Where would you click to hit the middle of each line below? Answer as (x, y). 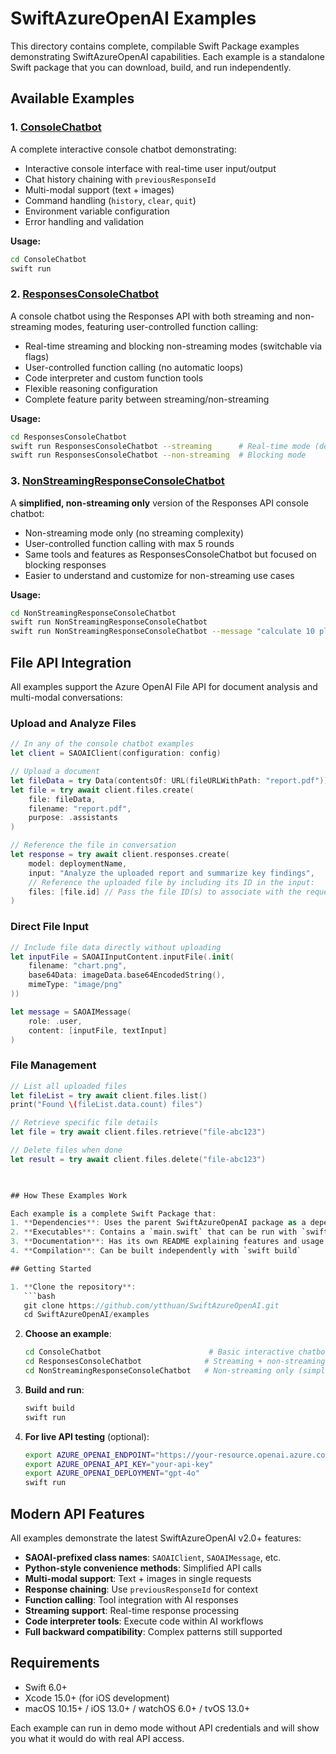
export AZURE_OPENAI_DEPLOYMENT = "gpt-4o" (112, 1473)
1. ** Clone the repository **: (73, 1287)
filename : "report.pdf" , (80, 808)
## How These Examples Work (69, 1195)
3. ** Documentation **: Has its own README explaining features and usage (167, 1242)
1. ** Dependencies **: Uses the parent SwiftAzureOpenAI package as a (158, 1223)
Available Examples (72, 98)
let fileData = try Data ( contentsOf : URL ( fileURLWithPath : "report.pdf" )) (169, 780)
